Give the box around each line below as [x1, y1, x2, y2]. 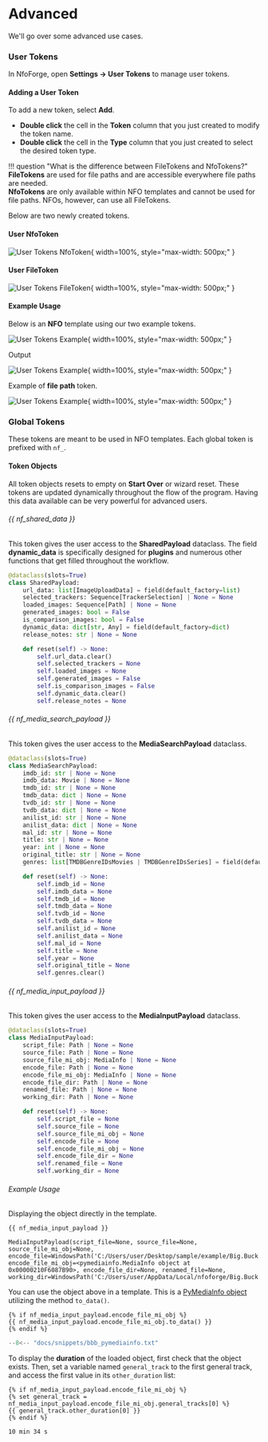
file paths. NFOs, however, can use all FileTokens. [8, 196, 171, 205]
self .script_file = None [37, 1115, 120, 1124]
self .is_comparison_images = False [37, 682, 156, 690]
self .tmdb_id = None [37, 895, 105, 903]
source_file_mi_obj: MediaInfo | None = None [22, 1056, 177, 1064]
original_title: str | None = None [22, 851, 141, 859]
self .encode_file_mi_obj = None [37, 1144, 145, 1153]
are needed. [8, 179, 48, 188]
